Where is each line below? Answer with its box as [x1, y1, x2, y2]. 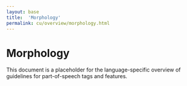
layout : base [6, 8, 39, 15]
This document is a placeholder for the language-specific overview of [6, 66, 181, 73]
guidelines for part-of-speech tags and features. [6, 73, 127, 80]
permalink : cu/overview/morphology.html [6, 20, 110, 26]
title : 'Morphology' [6, 15, 61, 21]
